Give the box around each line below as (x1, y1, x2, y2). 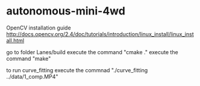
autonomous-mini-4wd (6, 4, 125, 18)
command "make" (6, 55, 51, 62)
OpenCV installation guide (6, 24, 71, 31)
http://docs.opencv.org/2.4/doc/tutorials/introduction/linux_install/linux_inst (6, 30, 194, 37)
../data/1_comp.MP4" (6, 73, 58, 80)
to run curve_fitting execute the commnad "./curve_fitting (6, 66, 148, 73)
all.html (6, 37, 25, 44)
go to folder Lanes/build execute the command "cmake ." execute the (6, 48, 179, 55)
